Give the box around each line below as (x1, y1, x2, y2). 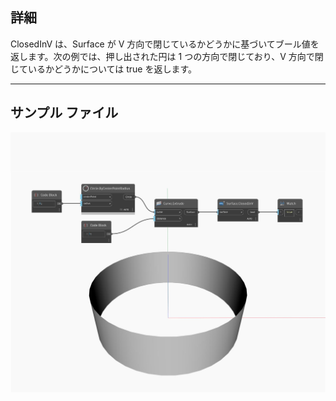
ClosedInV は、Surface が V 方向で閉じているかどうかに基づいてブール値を (10, 38, 320, 50)
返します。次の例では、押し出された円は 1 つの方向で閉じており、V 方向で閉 (10, 50, 324, 62)
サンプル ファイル (10, 104, 119, 122)
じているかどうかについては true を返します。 (10, 63, 198, 75)
